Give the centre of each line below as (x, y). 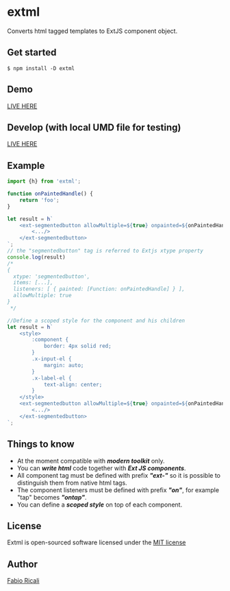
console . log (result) (37, 257)
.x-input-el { (52, 359)
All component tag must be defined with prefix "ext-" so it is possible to (119, 475)
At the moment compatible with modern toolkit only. (91, 461)
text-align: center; (73, 384)
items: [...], (33, 283)
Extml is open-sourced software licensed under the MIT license (97, 542)
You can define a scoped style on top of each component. (100, 505)
